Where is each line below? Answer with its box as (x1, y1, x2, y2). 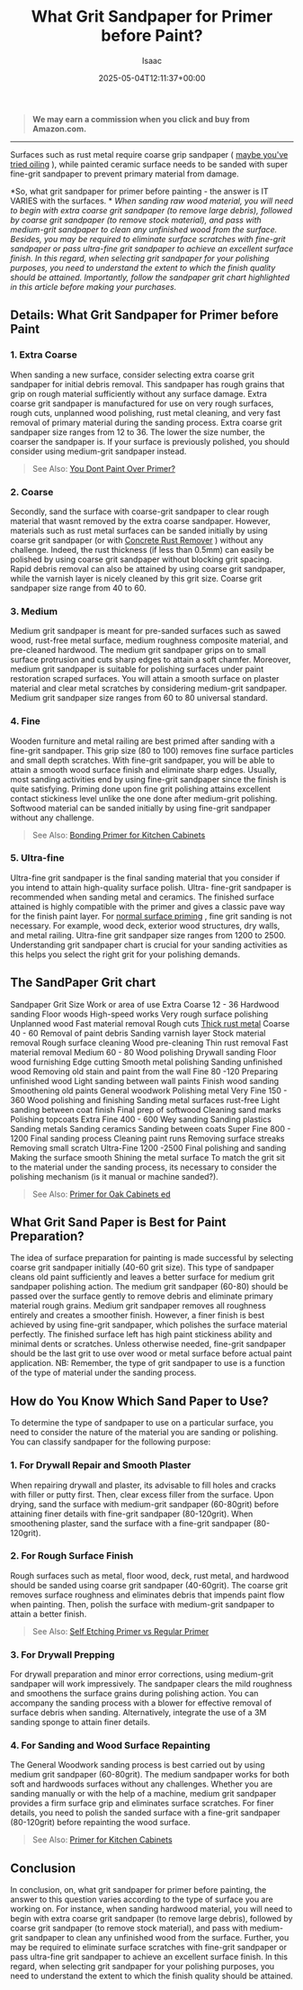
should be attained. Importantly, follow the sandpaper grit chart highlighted (10, 272, 290, 283)
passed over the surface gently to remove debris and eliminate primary (10, 1290, 273, 1302)
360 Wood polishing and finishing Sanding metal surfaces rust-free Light (10, 1094, 281, 1105)
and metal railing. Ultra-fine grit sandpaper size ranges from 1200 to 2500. (10, 929, 287, 940)
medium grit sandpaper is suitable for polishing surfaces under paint (10, 664, 264, 674)
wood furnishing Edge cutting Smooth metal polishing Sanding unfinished (10, 1056, 283, 1067)
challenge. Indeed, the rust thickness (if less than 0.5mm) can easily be (10, 544, 275, 555)
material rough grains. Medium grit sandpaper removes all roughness (10, 1300, 266, 1311)
